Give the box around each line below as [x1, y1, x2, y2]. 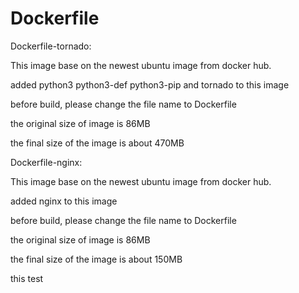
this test [10, 272, 44, 284]
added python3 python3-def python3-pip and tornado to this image [10, 78, 290, 91]
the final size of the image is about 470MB [10, 137, 185, 149]
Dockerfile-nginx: [10, 156, 83, 168]
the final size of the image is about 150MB [10, 253, 183, 265]
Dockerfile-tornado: [10, 40, 92, 52]
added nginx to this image [10, 195, 118, 207]
